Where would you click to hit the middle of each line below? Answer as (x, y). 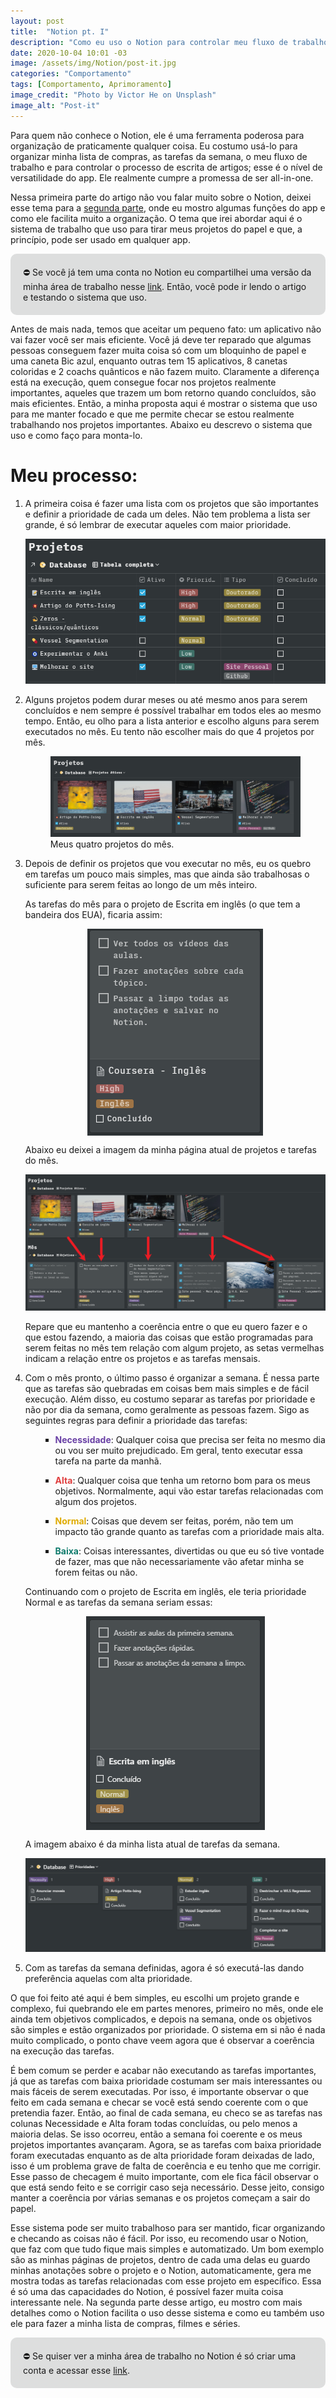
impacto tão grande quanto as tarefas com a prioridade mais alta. (189, 1532)
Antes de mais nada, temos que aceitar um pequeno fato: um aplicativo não (166, 329)
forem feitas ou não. (96, 1572)
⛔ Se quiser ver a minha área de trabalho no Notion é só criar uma (160, 2356)
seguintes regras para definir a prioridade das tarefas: (136, 1421)
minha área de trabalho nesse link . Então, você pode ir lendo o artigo (165, 286)
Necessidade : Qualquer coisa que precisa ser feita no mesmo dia (190, 1440)
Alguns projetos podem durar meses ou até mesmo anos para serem (166, 700)
